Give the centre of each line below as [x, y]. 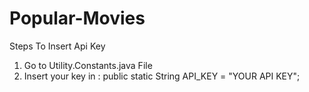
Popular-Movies [77, 18]
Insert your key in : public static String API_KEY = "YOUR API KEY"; [162, 76]
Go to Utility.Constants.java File [88, 65]
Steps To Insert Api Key [57, 46]
